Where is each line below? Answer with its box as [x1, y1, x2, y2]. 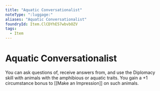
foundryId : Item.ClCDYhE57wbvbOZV [5, 21, 78, 27]
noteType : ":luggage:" [5, 12, 53, 17]
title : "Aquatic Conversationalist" [5, 7, 82, 13]
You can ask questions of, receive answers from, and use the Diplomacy [5, 69, 155, 75]
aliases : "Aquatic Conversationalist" [5, 17, 87, 22]
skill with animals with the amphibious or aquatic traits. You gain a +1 [5, 74, 148, 81]
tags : [5, 26, 17, 31]
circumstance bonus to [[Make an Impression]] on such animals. [5, 80, 139, 86]
